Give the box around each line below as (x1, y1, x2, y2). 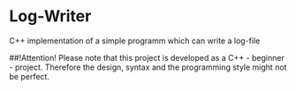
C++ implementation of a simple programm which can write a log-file (9, 35, 261, 46)
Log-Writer (9, 6, 92, 26)
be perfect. (9, 71, 50, 81)
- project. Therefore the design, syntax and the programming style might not (9, 62, 287, 72)
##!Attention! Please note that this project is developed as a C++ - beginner (9, 52, 285, 63)
